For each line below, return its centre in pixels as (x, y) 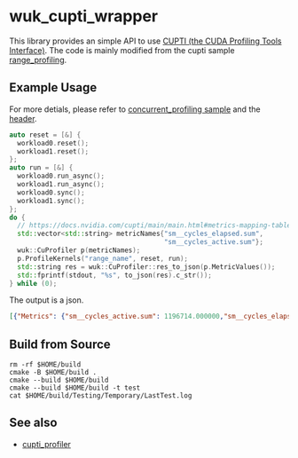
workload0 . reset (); (53, 143)
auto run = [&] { (41, 168)
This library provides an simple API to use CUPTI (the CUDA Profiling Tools (145, 41)
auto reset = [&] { (45, 135)
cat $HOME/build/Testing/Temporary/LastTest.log (101, 396)
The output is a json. (47, 300)
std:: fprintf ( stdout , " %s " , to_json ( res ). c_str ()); (115, 275)
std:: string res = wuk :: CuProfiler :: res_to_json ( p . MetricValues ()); (146, 267)
